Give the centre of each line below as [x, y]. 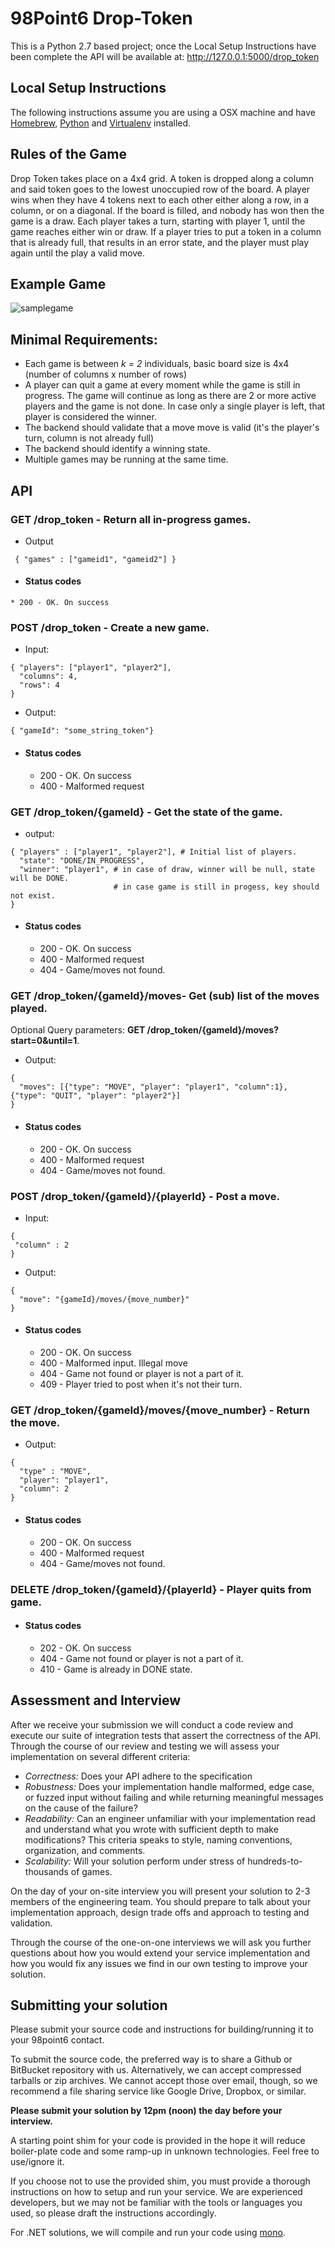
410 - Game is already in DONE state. [116, 1669]
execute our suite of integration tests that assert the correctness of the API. [166, 1735]
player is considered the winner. [90, 417]
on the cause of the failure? [81, 1808]
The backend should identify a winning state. [117, 449]
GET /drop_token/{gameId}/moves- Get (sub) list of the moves [165, 995]
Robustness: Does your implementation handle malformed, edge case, [169, 1786]
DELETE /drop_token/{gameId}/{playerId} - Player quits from [161, 1589]
